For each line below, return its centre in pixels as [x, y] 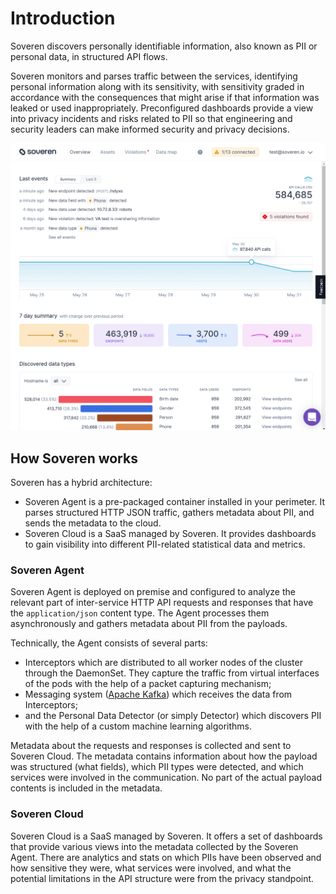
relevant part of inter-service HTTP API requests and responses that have [162, 603]
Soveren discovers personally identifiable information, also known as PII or [164, 46]
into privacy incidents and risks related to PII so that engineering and [151, 118]
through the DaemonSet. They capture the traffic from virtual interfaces [172, 673]
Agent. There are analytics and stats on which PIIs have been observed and [166, 857]
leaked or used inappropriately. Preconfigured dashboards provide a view [162, 108]
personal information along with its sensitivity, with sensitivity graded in [157, 86]
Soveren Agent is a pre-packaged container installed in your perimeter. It [175, 501]
